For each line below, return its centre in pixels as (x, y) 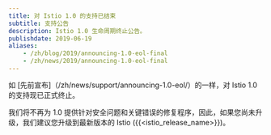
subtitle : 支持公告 (39, 23)
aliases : (23, 46)
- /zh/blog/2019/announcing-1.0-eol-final (95, 53)
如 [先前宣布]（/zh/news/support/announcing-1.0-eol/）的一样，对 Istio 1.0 (133, 85)
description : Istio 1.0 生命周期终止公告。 (77, 31)
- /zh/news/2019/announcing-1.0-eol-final (95, 61)
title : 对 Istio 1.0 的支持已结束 (62, 16)
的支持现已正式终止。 (44, 95)
